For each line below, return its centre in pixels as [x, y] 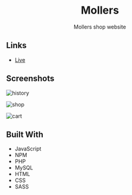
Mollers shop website [100, 27]
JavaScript [28, 149]
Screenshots [30, 79]
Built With [25, 134]
